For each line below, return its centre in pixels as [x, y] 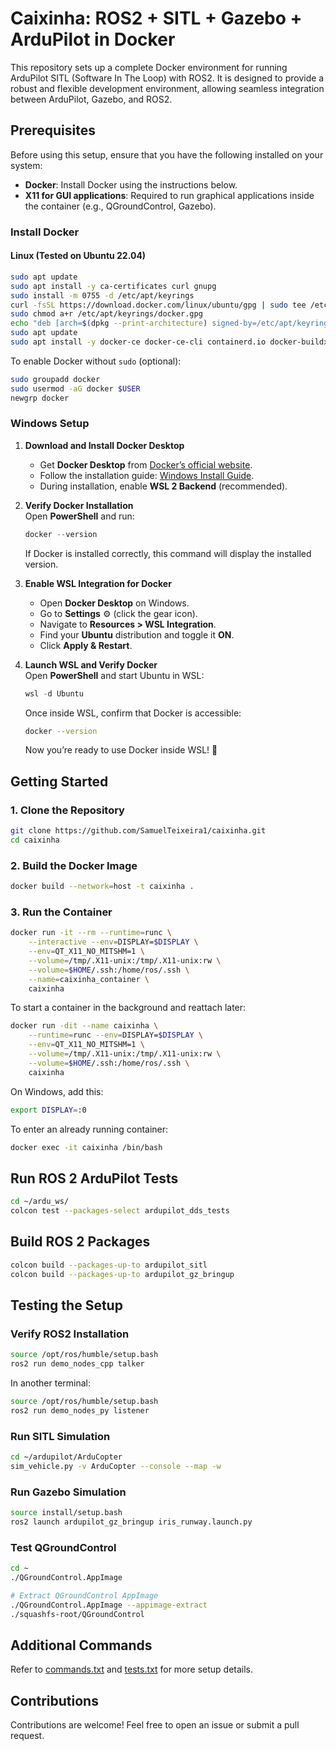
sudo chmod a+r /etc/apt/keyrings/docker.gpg [106, 314]
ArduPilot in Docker [93, 39]
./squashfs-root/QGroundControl [77, 1614]
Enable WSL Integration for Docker [98, 583]
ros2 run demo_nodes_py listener [80, 1410]
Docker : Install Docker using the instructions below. [131, 184]
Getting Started [59, 781]
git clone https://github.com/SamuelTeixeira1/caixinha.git [138, 831]
